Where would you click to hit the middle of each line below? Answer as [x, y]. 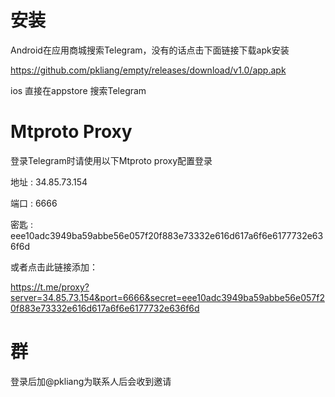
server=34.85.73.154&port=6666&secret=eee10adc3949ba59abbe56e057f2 [167, 297]
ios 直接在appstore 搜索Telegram [78, 90]
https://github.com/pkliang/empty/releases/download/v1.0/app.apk [148, 70]
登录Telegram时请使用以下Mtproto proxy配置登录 [111, 160]
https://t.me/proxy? [50, 287]
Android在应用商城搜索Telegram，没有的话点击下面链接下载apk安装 [150, 50]
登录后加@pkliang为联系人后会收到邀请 [91, 381]
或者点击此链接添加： [54, 267]
